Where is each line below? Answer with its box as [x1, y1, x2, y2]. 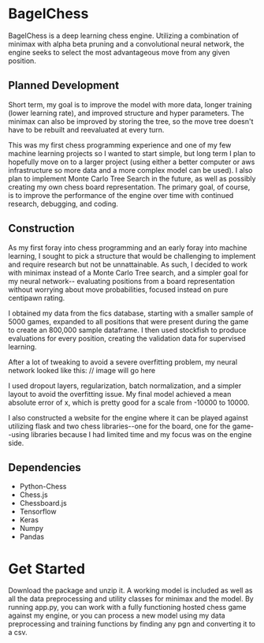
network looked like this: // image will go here [8, 365, 156, 375]
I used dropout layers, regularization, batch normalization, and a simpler [8, 380, 242, 391]
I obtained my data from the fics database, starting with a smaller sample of [8, 308, 254, 318]
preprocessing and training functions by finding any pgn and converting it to [8, 619, 256, 629]
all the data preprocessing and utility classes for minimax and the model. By [8, 594, 254, 604]
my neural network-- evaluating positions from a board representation [8, 276, 235, 286]
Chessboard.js [19, 499, 67, 508]
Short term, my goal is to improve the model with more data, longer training [8, 99, 252, 109]
